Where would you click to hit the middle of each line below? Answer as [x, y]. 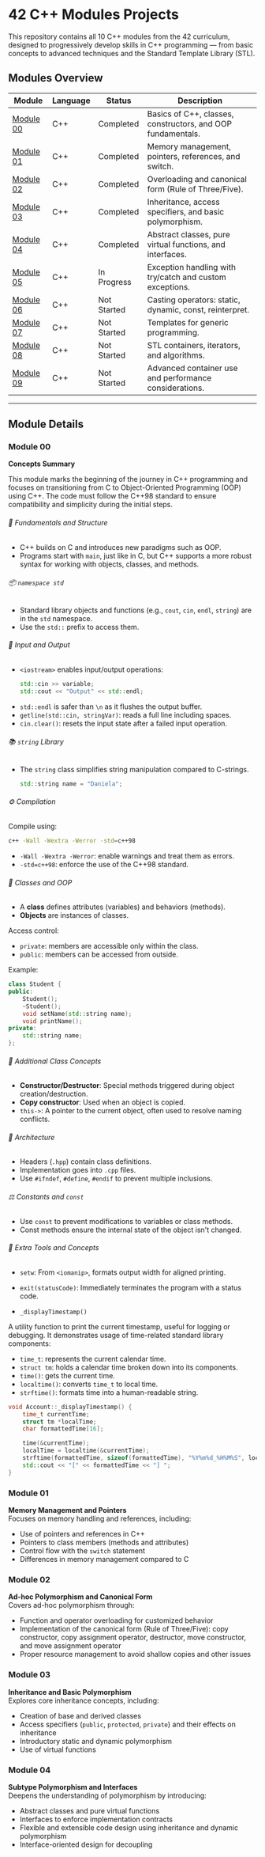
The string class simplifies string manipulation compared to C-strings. [134, 769]
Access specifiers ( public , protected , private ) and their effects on [128, 1724]
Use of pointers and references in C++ [82, 1534]
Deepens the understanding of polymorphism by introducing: [107, 1795]
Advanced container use [192, 368]
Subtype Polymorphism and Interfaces [73, 1787]
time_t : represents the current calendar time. [93, 1359]
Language [71, 100]
